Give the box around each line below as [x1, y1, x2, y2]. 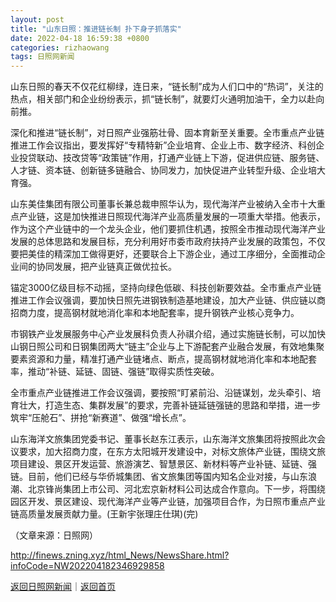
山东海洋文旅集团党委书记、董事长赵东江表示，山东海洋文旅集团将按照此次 [10, 433, 317, 445]
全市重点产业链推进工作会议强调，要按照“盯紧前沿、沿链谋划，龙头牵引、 [10, 387, 313, 399]
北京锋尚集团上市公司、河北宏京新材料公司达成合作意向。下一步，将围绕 [27, 483, 326, 495]
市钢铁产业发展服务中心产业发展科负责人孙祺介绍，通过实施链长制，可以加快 [10, 328, 326, 340]
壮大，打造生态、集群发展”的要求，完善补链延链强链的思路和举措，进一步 [18, 399, 322, 411]
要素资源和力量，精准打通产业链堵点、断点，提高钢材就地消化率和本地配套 [10, 353, 317, 365]
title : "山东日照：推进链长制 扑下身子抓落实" [10, 24, 182, 34]
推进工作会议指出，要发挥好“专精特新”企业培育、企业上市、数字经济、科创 [10, 139, 317, 151]
